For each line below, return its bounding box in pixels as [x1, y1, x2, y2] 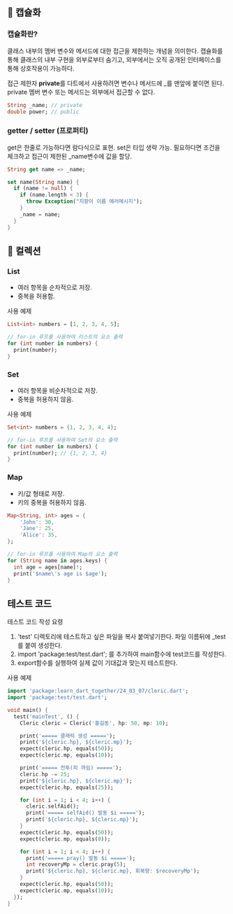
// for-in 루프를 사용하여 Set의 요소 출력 [7, 436, 118, 443]
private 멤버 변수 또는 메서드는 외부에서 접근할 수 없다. [7, 87, 156, 96]
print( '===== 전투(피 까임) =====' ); [20, 764, 122, 771]
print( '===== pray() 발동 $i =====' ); [25, 855, 136, 862]
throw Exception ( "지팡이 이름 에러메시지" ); [25, 198, 143, 205]
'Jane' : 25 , [20, 525, 54, 532]
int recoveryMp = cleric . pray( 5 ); [25, 861, 127, 869]
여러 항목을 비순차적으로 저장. [17, 386, 98, 394]
